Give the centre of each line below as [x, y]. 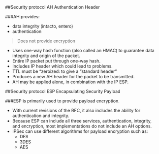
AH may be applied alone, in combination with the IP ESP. [70, 82]
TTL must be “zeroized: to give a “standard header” [64, 71]
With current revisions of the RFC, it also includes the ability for [76, 110]
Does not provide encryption [46, 41]
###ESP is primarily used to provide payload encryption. [62, 101]
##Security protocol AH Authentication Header [52, 7]
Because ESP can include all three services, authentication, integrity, [82, 121]
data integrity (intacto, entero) [43, 26]
